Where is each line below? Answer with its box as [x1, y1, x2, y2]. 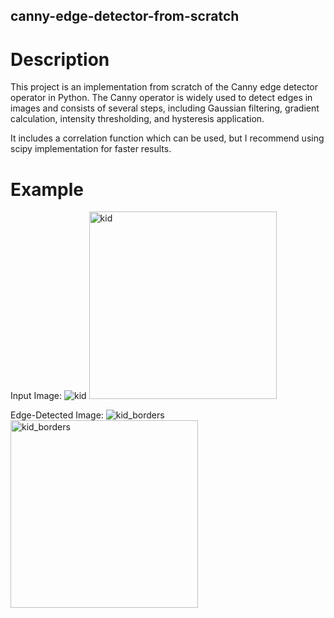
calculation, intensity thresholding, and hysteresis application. [10, 113, 265, 125]
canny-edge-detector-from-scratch [10, 8, 240, 25]
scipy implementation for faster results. [10, 143, 172, 155]
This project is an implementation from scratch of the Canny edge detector [10, 81, 319, 93]
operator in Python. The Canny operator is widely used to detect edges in [10, 92, 313, 104]
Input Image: [10, 390, 63, 402]
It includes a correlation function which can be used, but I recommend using [10, 132, 325, 144]
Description [10, 48, 110, 71]
